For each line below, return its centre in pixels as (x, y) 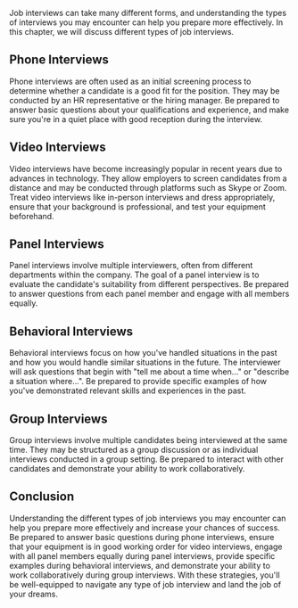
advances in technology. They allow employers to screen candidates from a (148, 178)
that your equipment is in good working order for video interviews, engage (146, 546)
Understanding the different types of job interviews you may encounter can (148, 518)
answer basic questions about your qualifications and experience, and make (149, 110)
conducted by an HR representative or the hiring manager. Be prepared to (145, 100)
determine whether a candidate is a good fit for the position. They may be (145, 90)
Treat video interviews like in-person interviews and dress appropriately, (142, 197)
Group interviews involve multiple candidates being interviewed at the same (149, 440)
